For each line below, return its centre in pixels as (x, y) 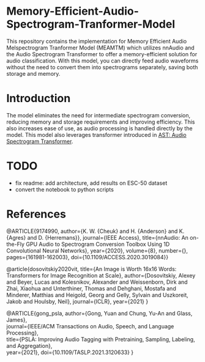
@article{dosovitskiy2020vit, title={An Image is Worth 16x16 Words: (91, 269)
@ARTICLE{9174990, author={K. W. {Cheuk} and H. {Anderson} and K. (95, 231)
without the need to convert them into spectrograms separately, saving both (102, 67)
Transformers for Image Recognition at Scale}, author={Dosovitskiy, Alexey (101, 275)
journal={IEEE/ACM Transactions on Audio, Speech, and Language (90, 326)
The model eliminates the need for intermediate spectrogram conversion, (99, 115)
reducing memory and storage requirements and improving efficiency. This (101, 122)
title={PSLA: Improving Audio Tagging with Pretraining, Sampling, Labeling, (101, 339)
